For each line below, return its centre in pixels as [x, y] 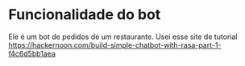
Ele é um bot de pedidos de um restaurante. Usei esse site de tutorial [123, 37]
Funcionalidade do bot [85, 15]
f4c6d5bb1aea [32, 53]
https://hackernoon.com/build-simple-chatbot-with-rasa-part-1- [115, 45]
